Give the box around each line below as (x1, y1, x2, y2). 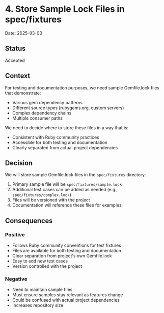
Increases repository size (12, 302, 64, 308)
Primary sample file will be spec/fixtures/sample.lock (12, 181, 122, 187)
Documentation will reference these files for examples (12, 202, 122, 208)
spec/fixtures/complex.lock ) (12, 192, 72, 198)
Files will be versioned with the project (12, 197, 90, 203)
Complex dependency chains (12, 110, 72, 116)
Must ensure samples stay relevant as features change (12, 292, 123, 298)
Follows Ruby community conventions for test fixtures (12, 242, 121, 249)
